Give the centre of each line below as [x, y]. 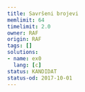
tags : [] [20, 46]
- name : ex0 [24, 59]
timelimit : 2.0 [29, 26]
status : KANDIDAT [32, 71]
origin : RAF [24, 39]
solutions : [23, 53]
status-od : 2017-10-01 [40, 78]
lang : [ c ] [27, 65]
